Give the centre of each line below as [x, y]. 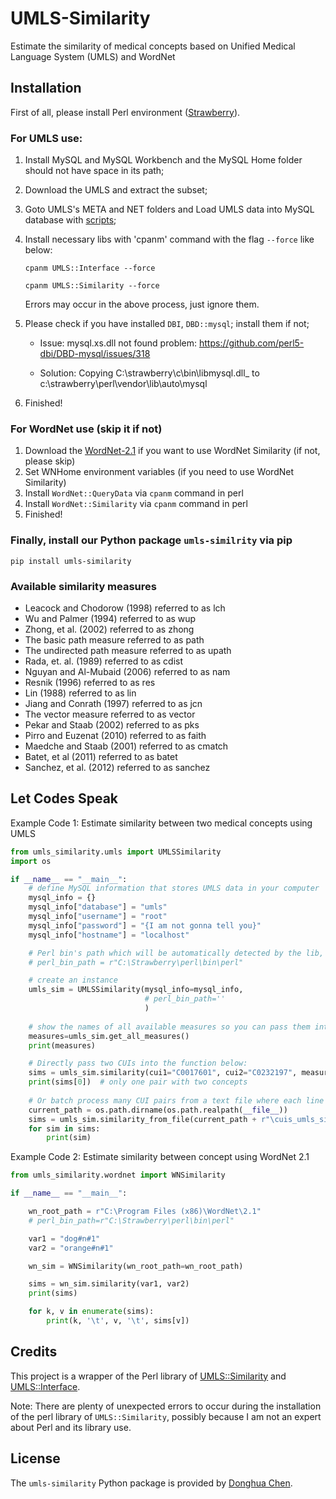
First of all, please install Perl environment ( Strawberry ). [125, 112]
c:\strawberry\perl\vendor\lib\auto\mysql [123, 384]
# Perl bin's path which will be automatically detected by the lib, [176, 953]
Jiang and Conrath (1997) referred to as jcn [113, 703]
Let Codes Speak [64, 798]
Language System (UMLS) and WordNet [93, 56]
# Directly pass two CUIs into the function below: [138, 1063]
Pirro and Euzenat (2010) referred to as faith [115, 735]
